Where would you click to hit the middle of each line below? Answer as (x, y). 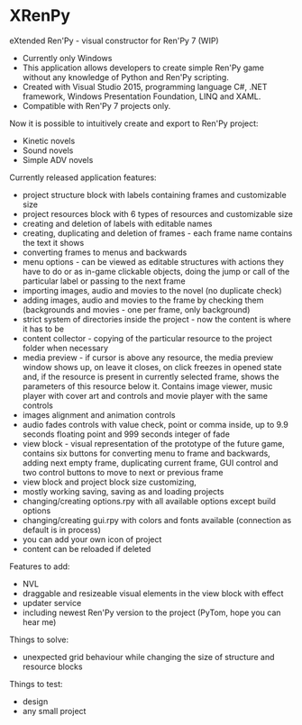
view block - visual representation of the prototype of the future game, (154, 443)
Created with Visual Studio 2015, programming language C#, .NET (145, 86)
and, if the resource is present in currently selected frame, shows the (151, 376)
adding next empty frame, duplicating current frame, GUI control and (150, 462)
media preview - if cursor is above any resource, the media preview (147, 358)
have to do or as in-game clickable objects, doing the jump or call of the (156, 271)
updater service (52, 603)
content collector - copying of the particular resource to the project (147, 338)
